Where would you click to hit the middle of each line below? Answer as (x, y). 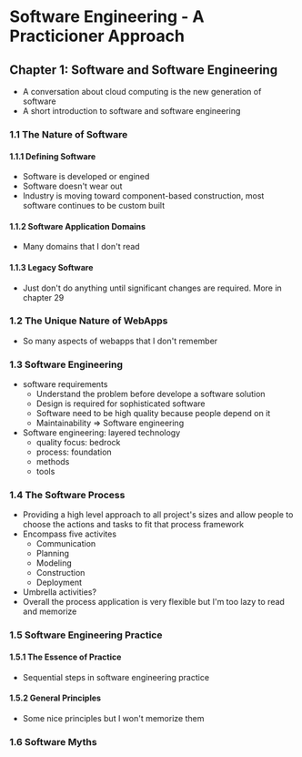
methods (53, 462)
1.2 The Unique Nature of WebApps (89, 321)
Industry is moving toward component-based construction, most (143, 196)
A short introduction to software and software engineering (131, 111)
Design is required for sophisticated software (121, 404)
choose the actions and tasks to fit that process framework (133, 525)
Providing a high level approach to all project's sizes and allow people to (158, 515)
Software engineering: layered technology (101, 433)
